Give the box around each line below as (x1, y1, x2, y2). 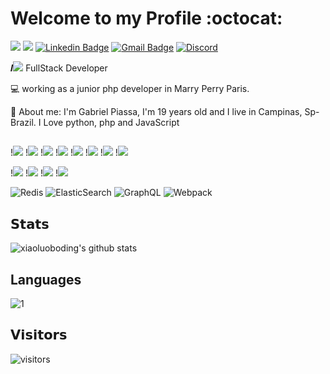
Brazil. (10, 116, 37, 128)
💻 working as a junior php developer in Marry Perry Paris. (10, 82, 250, 94)
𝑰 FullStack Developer (10, 62, 108, 74)
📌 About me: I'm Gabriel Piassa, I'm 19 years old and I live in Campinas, (10, 105, 303, 117)
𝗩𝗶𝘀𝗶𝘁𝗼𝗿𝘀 (10, 327, 68, 344)
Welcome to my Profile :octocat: (10, 7, 283, 30)
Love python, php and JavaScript (43, 116, 180, 128)
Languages (10, 271, 82, 288)
